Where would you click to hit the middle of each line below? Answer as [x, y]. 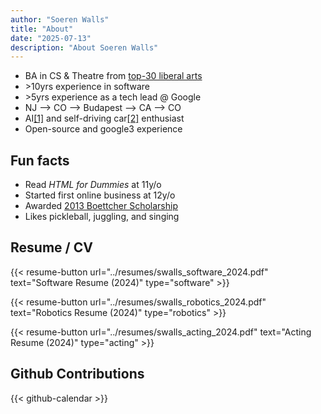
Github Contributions [77, 374]
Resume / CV [51, 247]
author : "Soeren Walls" [60, 19]
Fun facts [40, 160]
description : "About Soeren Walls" [84, 47]
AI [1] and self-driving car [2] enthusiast [104, 118]
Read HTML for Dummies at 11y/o [93, 185]
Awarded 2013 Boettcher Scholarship [101, 206]
